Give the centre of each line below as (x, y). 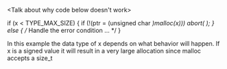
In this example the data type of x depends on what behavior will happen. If (113, 43)
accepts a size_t (30, 58)
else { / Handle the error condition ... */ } (64, 30)
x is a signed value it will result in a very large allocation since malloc (104, 51)
